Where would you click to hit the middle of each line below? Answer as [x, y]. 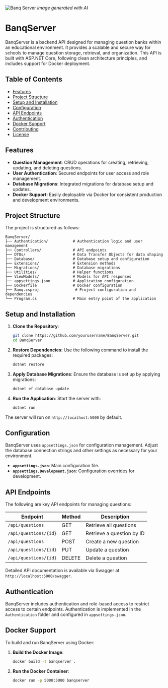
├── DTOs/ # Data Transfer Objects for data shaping [84, 255]
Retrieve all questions [111, 525]
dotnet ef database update [41, 389]
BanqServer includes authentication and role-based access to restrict [77, 604]
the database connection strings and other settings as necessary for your [81, 451]
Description [115, 517]
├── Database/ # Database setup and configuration [77, 259]
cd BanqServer [27, 340]
